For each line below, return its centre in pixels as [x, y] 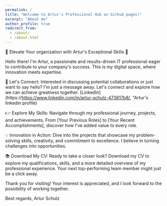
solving [13, 141]
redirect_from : [21, 28]
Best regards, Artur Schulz [32, 198]
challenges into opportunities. [36, 146]
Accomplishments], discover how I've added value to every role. [71, 125]
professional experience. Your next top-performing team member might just [83, 168]
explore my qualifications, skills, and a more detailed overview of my [75, 163]
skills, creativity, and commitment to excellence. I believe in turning [90, 141]
